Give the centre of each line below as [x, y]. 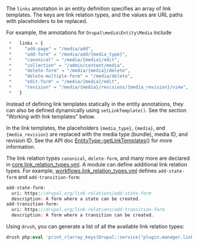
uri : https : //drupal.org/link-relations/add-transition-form [88, 210]
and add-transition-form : [49, 177]
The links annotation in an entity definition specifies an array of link [89, 9]
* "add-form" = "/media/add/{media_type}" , [68, 54]
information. [21, 146]
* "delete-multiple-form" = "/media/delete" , [71, 76]
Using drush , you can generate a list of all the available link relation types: [95, 226]
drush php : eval [25, 237]
